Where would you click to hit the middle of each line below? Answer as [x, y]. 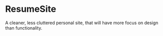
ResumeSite [31, 9]
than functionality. [24, 28]
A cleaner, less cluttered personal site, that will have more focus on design [82, 23]
